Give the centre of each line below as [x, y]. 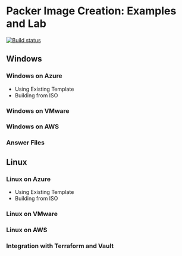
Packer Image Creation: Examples [91, 11]
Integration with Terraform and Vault [60, 246]
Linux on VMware [32, 214]
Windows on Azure [34, 76]
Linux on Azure [29, 179]
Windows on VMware [38, 110]
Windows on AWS [33, 127]
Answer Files [25, 143]
